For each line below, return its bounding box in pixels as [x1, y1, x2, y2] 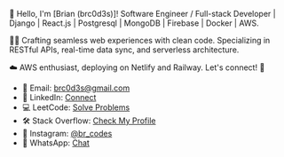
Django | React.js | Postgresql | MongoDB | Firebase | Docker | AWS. [9, 18, 259, 28]
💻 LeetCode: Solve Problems [21, 102, 130, 113]
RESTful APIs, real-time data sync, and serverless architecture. [9, 44, 240, 55]
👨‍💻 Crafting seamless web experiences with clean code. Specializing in [9, 35, 271, 45]
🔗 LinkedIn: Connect [21, 92, 97, 102]
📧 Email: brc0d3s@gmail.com [21, 82, 130, 93]
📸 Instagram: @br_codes [21, 129, 113, 138]
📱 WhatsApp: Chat [21, 137, 91, 148]
